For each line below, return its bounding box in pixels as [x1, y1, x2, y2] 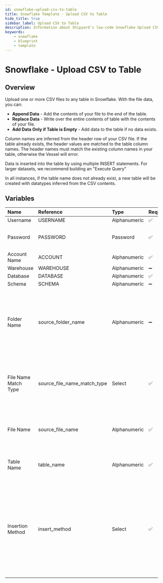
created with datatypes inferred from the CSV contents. [5, 180, 116, 186]
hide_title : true [5, 16, 40, 21]
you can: [5, 101, 23, 107]
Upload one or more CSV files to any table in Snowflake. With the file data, [5, 96, 154, 102]
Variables [5, 195, 35, 203]
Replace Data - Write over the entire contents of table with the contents [12, 116, 156, 122]
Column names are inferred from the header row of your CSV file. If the [5, 135, 147, 141]
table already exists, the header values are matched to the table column [5, 141, 148, 147]
